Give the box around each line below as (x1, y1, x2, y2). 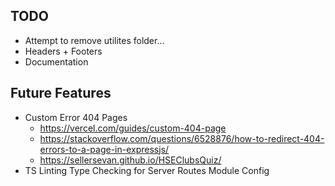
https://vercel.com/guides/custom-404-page (39, 122, 227, 134)
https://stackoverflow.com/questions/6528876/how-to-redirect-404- (39, 132, 325, 144)
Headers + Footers (24, 45, 103, 57)
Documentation (24, 55, 89, 68)
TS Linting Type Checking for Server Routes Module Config (24, 164, 270, 176)
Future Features (10, 85, 112, 102)
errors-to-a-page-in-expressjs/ (39, 143, 170, 155)
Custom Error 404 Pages (24, 111, 128, 123)
